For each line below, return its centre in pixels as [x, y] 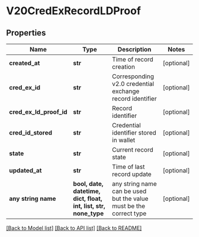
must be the [129, 206]
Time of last [129, 167]
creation [123, 67]
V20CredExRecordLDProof [73, 11]
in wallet [124, 140]
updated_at [25, 170]
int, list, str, [89, 206]
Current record [133, 150]
